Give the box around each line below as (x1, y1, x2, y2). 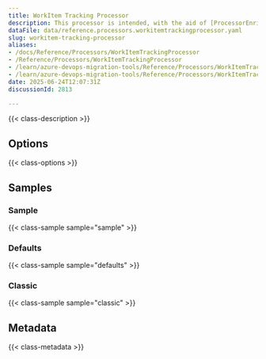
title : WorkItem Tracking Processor (8, 11, 129, 20)
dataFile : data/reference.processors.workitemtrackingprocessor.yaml (8, 26, 243, 34)
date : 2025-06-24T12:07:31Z (8, 78, 101, 86)
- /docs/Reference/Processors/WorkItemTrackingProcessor (8, 48, 200, 56)
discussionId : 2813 (8, 85, 73, 94)
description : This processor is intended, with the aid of (8, 19, 207, 27)
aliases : (8, 41, 37, 49)
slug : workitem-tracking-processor (8, 33, 126, 42)
